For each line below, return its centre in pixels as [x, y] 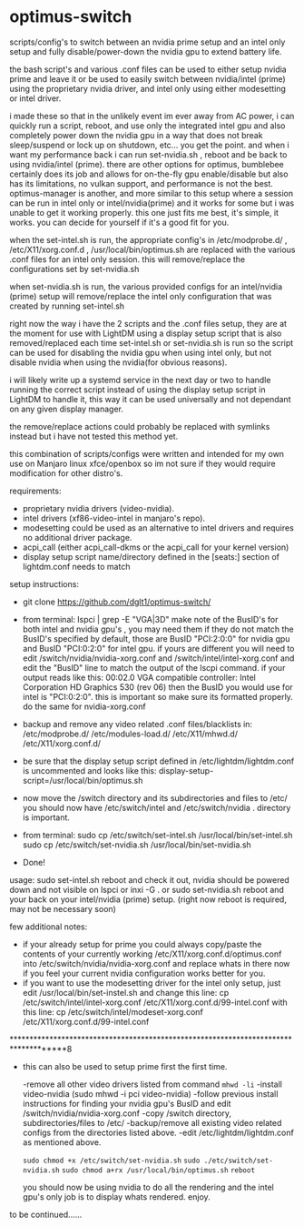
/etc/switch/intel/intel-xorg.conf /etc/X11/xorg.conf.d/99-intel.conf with [155, 1002]
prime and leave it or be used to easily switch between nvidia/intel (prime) [147, 78]
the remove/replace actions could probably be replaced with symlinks [140, 426]
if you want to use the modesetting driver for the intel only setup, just [152, 983]
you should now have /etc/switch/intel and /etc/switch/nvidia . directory [157, 807]
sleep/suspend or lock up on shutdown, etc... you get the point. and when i [149, 145]
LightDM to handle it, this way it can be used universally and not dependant [150, 399]
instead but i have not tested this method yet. [94, 436]
